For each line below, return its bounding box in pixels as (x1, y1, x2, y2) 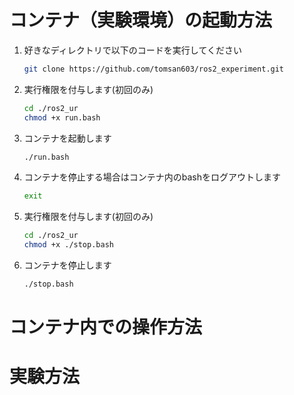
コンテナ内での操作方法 (9, 316, 203, 339)
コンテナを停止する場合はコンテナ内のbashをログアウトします (23, 171, 282, 183)
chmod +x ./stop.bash (23, 240, 114, 250)
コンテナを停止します (23, 259, 112, 271)
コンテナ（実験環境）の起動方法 (9, 9, 273, 32)
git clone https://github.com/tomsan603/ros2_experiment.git (23, 64, 285, 74)
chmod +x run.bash (23, 112, 101, 123)
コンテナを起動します (23, 132, 112, 144)
